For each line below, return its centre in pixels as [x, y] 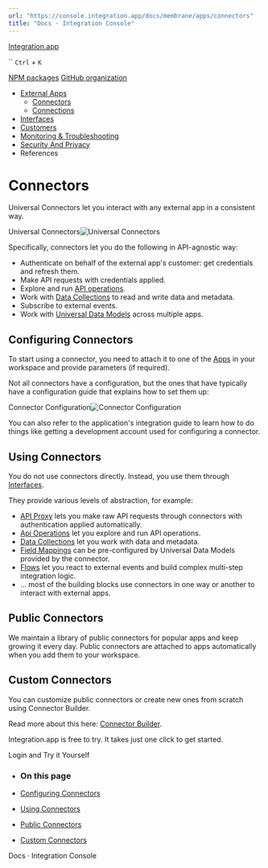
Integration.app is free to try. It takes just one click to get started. [116, 739]
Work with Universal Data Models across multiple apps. [111, 314]
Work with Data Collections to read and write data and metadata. [127, 297]
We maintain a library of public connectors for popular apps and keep [124, 638]
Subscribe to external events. [69, 306]
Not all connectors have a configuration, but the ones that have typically [128, 383]
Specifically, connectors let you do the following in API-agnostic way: [123, 247]
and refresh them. [49, 271]
